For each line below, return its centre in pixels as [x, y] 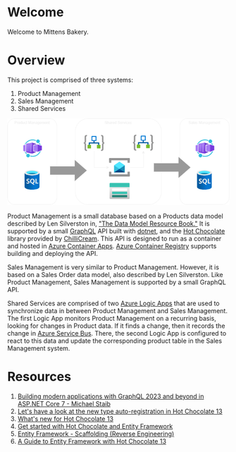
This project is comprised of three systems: [70, 80]
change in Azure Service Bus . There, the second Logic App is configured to [117, 334]
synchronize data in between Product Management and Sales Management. [117, 311]
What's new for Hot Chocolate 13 [66, 419]
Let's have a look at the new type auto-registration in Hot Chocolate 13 [120, 411]
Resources [39, 377]
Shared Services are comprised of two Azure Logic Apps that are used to [113, 303]
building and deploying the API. [53, 254]
